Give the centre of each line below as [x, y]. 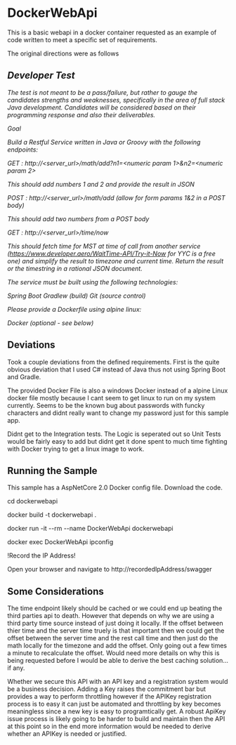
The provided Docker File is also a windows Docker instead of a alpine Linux [118, 390]
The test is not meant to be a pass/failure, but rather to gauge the [103, 92]
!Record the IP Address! [41, 555]
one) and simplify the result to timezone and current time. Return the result [115, 261]
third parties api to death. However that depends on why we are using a [111, 616]
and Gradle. [24, 376]
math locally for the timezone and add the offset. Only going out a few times [117, 646]
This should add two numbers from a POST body [78, 218]
